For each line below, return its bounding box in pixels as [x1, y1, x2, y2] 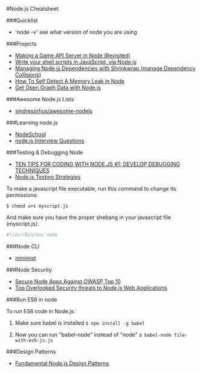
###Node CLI [6, 243, 40, 250]
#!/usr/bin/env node [6, 232, 58, 238]
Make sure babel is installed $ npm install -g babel [14, 319, 145, 327]
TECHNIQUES [14, 167, 50, 174]
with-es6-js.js [14, 337, 54, 343]
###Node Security [6, 266, 52, 273]
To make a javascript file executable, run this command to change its [6, 185, 176, 192]
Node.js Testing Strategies [14, 173, 81, 180]
